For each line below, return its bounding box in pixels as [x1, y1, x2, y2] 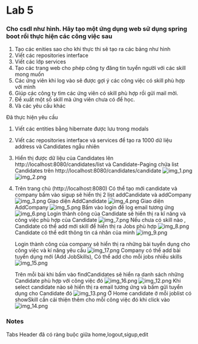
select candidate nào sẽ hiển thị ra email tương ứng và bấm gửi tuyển [14, 284, 183, 291]
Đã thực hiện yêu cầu [6, 114, 58, 121]
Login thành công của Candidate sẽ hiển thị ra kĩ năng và [47, 210, 186, 217]
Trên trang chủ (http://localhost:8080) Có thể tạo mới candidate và [14, 185, 177, 192]
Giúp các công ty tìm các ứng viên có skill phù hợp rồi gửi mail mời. [14, 90, 178, 97]
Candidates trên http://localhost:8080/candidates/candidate [14, 167, 161, 174]
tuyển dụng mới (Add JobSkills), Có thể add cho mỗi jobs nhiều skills [14, 253, 183, 260]
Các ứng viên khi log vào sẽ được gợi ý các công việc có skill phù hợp [14, 77, 185, 84]
